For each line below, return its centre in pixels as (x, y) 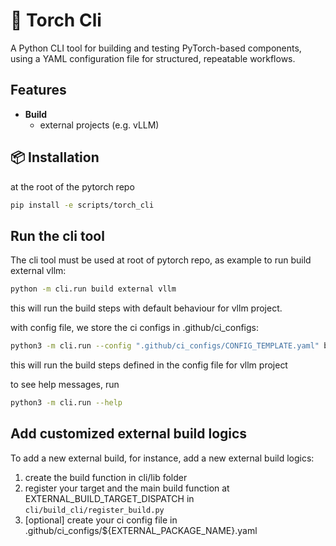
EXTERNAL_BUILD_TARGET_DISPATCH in (109, 498)
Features (38, 90)
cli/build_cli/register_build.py (94, 510)
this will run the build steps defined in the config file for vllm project (149, 365)
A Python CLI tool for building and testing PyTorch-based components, (156, 48)
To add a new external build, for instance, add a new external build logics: (162, 458)
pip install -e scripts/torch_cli (82, 205)
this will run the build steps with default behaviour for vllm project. (146, 308)
